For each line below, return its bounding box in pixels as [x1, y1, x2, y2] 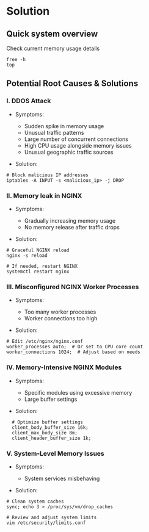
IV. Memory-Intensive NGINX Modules [6, 363, 122, 372]
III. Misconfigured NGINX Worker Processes [6, 282, 139, 291]
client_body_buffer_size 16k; [12, 424, 89, 431]
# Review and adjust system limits [6, 514, 97, 520]
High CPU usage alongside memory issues [24, 142, 133, 149]
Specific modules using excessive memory [24, 389, 133, 396]
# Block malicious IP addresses [6, 172, 89, 178]
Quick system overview [6, 29, 98, 39]
